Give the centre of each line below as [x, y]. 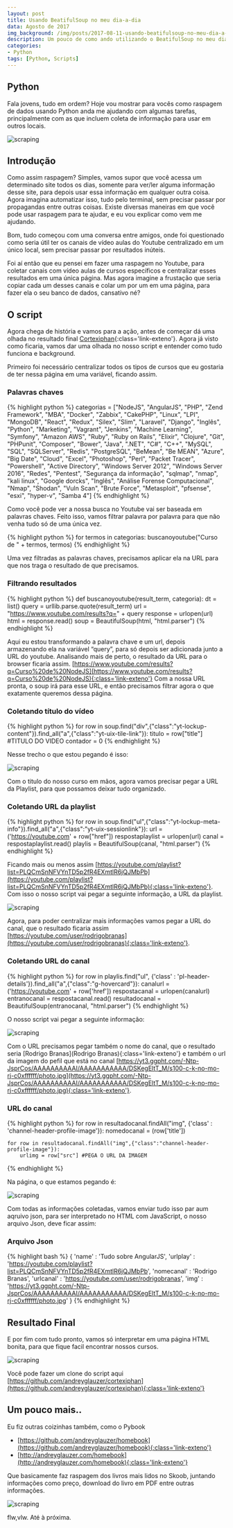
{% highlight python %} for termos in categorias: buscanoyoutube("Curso [113, 538]
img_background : [31, 33]
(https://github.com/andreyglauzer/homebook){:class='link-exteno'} [114, 1448]
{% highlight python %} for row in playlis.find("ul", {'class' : [92, 976]
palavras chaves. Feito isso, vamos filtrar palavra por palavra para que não [114, 517]
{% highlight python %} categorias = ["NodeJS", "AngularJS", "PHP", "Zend [115, 407]
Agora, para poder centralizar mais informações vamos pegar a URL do [109, 921]
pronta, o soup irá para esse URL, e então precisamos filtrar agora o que [111, 686]
